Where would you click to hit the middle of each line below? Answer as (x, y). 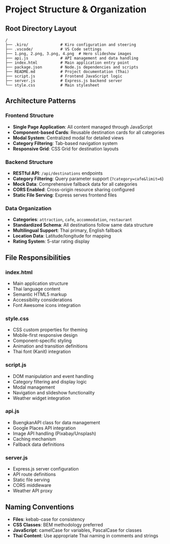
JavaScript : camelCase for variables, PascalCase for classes (77, 530)
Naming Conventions (40, 507)
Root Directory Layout (41, 29)
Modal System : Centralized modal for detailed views (68, 138)
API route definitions (34, 475)
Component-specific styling (42, 341)
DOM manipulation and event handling (53, 376)
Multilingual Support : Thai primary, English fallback (68, 230)
